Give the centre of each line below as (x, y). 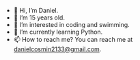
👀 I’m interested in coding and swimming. (71, 25)
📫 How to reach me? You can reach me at (73, 39)
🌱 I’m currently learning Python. (58, 32)
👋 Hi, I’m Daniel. (36, 10)
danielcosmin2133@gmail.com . (57, 49)
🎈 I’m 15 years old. (39, 18)
